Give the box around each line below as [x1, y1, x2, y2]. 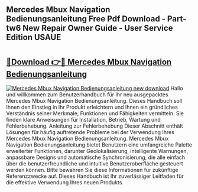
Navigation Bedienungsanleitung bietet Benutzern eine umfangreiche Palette [6, 141, 193, 148]
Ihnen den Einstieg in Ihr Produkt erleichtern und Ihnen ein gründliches [6, 103, 178, 110]
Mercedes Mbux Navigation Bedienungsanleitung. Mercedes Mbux [6, 135, 169, 142]
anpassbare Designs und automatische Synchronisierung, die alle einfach [6, 154, 185, 161]
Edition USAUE [6, 32, 61, 43]
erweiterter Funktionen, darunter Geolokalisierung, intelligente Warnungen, [6, 148, 189, 154]
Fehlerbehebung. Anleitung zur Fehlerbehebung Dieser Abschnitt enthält [6, 122, 183, 129]
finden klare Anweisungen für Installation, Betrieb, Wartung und [6, 116, 161, 123]
